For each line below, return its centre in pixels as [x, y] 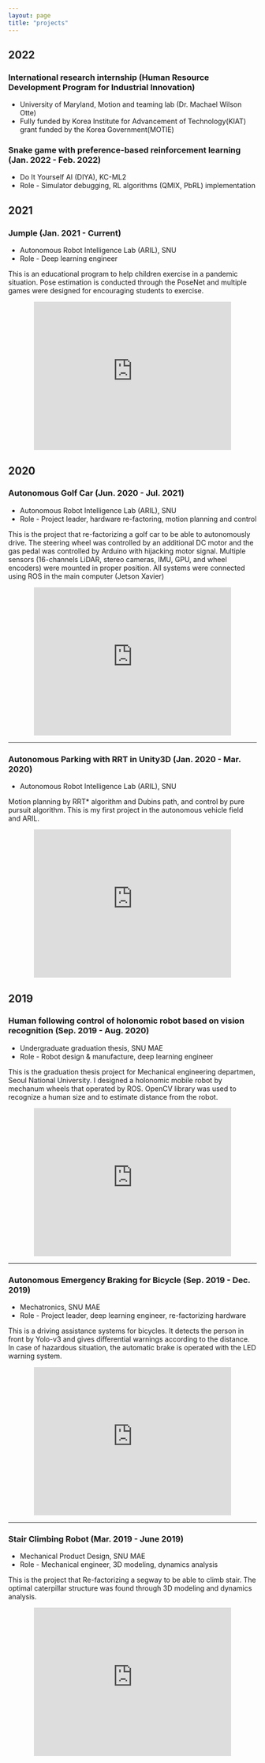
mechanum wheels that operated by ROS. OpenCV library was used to [122, 1089]
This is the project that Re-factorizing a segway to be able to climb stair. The [132, 1580]
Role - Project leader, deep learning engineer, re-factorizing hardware [133, 1316]
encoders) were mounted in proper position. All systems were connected [127, 568]
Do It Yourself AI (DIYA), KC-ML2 [73, 177]
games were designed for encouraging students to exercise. [106, 291]
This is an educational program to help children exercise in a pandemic [123, 274]
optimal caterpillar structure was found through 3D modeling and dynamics [130, 1588]
